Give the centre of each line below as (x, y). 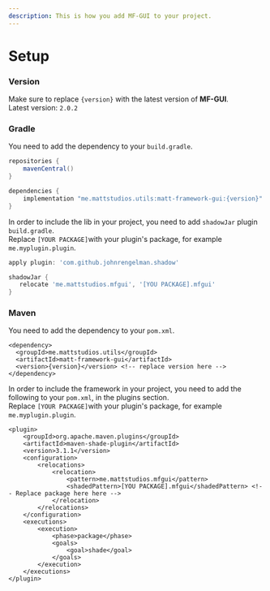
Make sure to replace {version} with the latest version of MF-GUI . (118, 99)
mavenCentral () (49, 169)
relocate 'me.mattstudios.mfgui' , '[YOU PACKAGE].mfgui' (118, 285)
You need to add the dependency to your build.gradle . (101, 146)
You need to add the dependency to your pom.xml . (92, 330)
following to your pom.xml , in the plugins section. (89, 398)
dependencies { (34, 192)
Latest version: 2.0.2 (43, 108)
